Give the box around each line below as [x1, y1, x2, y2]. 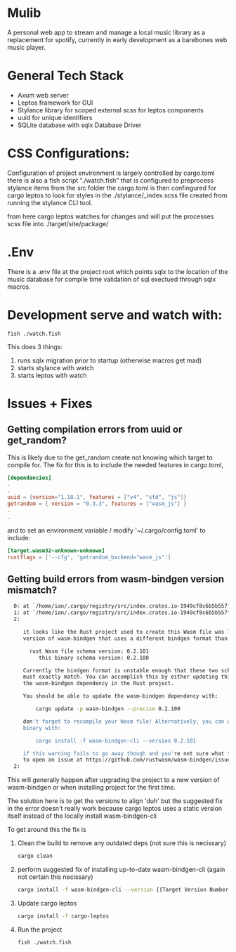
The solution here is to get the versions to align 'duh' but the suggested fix [7, 797, 223, 805]
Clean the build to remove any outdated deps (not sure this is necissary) [17, 839, 227, 847]
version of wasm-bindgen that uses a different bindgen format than [22, 634, 228, 642]
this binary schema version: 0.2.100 [38, 654, 150, 661]
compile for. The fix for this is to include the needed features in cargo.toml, [7, 460, 223, 469]
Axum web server [17, 91, 69, 99]
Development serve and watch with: [7, 307, 223, 322]
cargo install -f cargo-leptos [17, 912, 110, 920]
